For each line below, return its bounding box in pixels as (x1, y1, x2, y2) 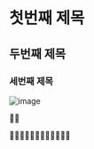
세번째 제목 (9, 74, 54, 87)
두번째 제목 (9, 46, 67, 61)
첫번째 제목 (9, 8, 85, 28)
